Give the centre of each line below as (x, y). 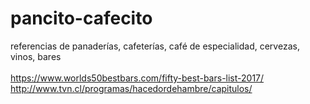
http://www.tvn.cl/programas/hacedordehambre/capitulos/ (131, 88)
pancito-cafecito (81, 18)
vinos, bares (36, 56)
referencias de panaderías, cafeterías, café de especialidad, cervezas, (155, 46)
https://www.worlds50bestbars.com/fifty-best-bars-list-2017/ (137, 78)
